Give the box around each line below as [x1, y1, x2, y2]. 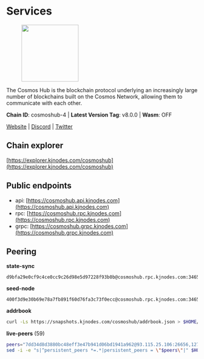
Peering [6, 246, 37, 257]
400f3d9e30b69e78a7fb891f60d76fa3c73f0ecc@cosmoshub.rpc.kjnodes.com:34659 [6, 297, 202, 303]
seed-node [6, 285, 35, 292]
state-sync [6, 263, 35, 270]
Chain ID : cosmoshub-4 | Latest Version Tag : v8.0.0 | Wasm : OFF [6, 111, 172, 118]
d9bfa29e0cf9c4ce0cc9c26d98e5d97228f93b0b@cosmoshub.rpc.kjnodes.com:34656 [6, 274, 202, 280]
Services [6, 4, 53, 18]
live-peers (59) [6, 330, 45, 337]
